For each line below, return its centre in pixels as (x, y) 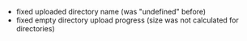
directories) (35, 29)
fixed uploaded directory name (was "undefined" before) (111, 12)
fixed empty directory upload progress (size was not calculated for (127, 20)
